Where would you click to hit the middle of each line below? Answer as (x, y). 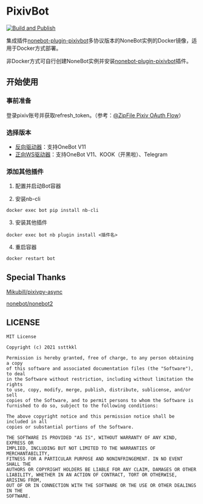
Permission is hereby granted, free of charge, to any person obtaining (100, 358)
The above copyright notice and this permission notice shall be (90, 416)
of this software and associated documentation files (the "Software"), (100, 369)
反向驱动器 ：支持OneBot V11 (51, 146)
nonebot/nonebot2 (30, 304)
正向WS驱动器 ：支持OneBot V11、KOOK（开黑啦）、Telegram (91, 154)
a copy (15, 363)
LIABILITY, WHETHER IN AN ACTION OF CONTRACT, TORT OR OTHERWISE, (92, 475)
